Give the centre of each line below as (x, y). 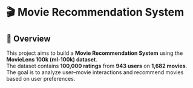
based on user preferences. (41, 79)
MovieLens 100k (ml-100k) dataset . (52, 59)
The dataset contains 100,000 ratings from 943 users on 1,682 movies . (97, 66)
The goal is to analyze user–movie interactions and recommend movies (95, 72)
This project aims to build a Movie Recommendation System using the (95, 53)
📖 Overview (28, 38)
